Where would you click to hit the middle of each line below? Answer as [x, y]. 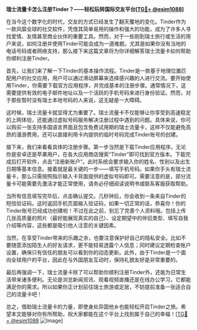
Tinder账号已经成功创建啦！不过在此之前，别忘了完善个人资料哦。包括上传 [96, 211]
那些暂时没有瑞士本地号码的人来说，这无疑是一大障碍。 [78, 100]
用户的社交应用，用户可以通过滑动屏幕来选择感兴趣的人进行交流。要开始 [98, 78]
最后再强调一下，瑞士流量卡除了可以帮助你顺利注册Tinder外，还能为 [89, 272]
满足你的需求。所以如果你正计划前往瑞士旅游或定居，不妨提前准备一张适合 [96, 287]
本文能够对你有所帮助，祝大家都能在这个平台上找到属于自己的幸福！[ [94, 314]
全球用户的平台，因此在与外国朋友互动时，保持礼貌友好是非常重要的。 [96, 260]
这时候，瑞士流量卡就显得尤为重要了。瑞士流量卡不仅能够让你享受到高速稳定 [98, 113]
